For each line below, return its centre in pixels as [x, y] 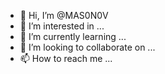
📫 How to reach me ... [66, 58]
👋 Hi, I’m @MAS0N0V [64, 15]
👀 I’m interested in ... [62, 26]
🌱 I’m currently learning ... [73, 36]
